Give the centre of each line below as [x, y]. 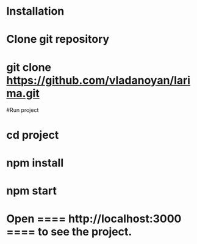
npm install [35, 163]
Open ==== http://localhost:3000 [94, 219]
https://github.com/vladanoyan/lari [99, 80]
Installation [35, 11]
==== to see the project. [69, 232]
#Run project [23, 110]
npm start [31, 190]
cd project [33, 135]
